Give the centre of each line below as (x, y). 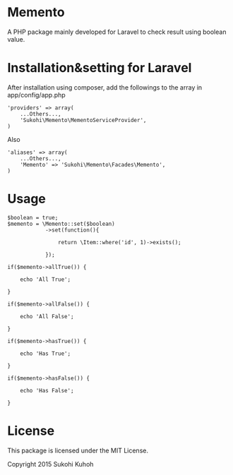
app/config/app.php (36, 95)
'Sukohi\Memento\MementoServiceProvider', (83, 120)
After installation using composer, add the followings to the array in (105, 87)
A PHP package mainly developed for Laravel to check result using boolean (117, 32)
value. (16, 39)
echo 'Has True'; (46, 354)
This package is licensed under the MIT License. (78, 450)
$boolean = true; (33, 217)
